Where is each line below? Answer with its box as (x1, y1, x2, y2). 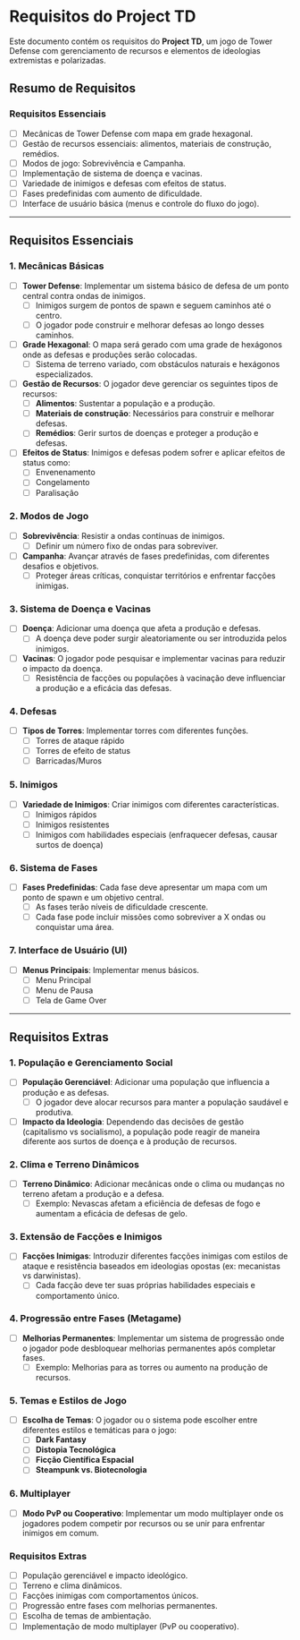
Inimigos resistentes (35, 819, 110, 830)
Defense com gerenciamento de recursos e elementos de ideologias (9, 45, 261, 56)
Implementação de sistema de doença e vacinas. (21, 167, 203, 178)
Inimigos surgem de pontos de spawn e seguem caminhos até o (35, 300, 271, 311)
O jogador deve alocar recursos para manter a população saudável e (35, 1097, 288, 1107)
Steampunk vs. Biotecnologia (35, 1465, 147, 1475)
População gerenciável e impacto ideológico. (21, 1570, 188, 1581)
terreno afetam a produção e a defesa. (21, 1189, 165, 1200)
